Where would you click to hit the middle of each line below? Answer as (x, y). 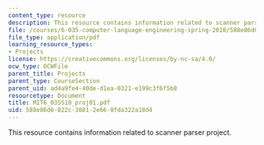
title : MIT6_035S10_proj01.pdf (59, 103)
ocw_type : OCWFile (38, 67)
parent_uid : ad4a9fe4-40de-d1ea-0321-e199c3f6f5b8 (93, 88)
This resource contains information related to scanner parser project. (120, 132)
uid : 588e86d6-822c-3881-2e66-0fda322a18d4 (81, 111)
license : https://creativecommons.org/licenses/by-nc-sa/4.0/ (112, 60)
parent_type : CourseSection (54, 81)
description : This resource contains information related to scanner (125, 23)
